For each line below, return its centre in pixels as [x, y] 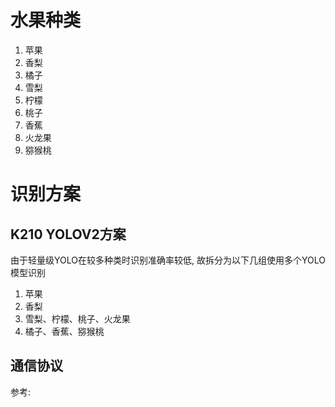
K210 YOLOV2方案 [68, 234]
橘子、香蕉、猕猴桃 [64, 331]
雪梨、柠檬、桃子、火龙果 [77, 318]
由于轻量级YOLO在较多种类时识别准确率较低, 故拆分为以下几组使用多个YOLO [168, 260]
